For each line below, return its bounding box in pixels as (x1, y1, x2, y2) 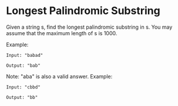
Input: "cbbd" (6, 84, 41, 90)
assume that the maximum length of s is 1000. (6, 29, 117, 36)
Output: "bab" (6, 63, 41, 69)
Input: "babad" (6, 52, 43, 58)
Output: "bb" (6, 94, 38, 100)
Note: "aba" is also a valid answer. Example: (6, 73, 113, 80)
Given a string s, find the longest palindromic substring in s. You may (6, 23, 173, 30)
